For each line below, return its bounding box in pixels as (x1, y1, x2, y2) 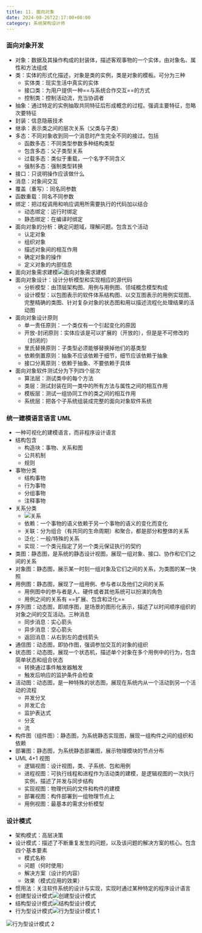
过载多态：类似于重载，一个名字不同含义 (24, 155, 126, 162)
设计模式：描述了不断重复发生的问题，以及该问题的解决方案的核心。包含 (15, 839, 196, 846)
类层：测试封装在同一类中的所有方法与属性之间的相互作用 (24, 382, 168, 389)
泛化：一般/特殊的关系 (24, 535, 80, 542)
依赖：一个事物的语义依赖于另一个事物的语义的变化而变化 (24, 520, 168, 527)
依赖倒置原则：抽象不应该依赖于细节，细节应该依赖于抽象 (24, 352, 168, 359)
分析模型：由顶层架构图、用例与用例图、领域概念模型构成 (24, 283, 168, 291)
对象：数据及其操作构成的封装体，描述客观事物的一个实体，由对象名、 (15, 56, 191, 64)
